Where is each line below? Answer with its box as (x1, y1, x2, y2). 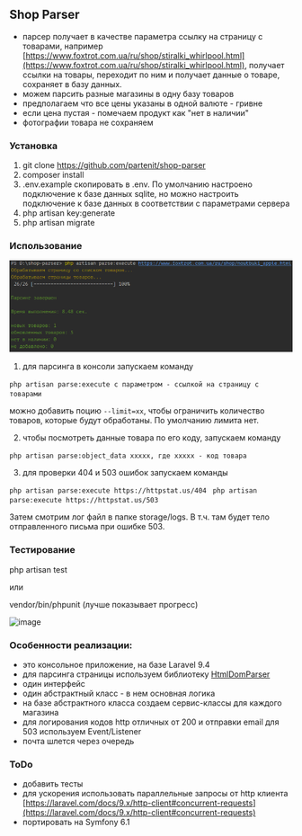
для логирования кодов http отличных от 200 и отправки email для (22, 716, 280, 727)
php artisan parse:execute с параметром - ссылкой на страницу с (9, 380, 259, 389)
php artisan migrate (22, 218, 95, 228)
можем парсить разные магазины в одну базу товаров (22, 88, 235, 99)
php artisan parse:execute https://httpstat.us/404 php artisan (9, 486, 258, 495)
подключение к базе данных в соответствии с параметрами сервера (22, 198, 290, 209)
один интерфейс (22, 678, 85, 689)
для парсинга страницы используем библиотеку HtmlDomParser (22, 669, 271, 680)
